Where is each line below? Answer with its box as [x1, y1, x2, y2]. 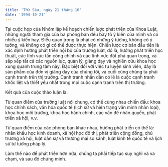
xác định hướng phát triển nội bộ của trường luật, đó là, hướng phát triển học [5, 47, 163, 53]
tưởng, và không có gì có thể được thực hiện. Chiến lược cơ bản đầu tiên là [5, 42, 159, 48]
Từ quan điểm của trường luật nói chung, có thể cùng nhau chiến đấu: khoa [5, 99, 161, 105]
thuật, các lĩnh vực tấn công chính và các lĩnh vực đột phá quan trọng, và [5, 52, 157, 58]
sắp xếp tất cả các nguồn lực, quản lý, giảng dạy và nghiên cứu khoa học [5, 58, 156, 64]
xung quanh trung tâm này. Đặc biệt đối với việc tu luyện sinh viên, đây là [5, 63, 156, 69]
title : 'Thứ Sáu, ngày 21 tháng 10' [5, 7, 82, 13]
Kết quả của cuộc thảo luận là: [5, 89, 68, 95]
